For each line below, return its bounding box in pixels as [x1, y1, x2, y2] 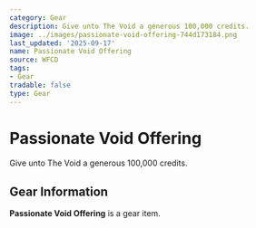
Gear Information [9, 184, 109, 199]
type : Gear [9, 89, 51, 98]
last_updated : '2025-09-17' [9, 38, 116, 48]
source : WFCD [9, 55, 59, 64]
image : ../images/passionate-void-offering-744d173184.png [9, 30, 238, 39]
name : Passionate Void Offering [9, 47, 132, 56]
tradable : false [9, 81, 71, 90]
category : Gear [9, 13, 67, 23]
